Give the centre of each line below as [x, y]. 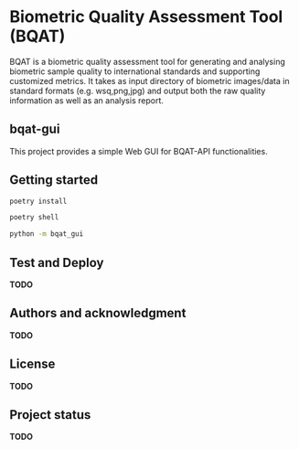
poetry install [38, 201]
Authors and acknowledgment [98, 313]
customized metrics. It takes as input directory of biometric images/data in [149, 80]
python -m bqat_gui [47, 234]
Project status [50, 415]
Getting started [54, 180]
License [32, 364]
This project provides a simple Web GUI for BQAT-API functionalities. [139, 151]
